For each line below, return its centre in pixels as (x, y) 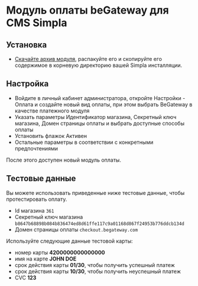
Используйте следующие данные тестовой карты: (69, 241)
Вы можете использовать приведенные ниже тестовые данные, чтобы (95, 192)
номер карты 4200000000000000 (60, 252)
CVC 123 (25, 277)
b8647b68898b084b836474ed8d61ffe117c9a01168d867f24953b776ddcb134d (99, 224)
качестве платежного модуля (52, 111)
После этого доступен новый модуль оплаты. (64, 160)
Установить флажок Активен (51, 136)
